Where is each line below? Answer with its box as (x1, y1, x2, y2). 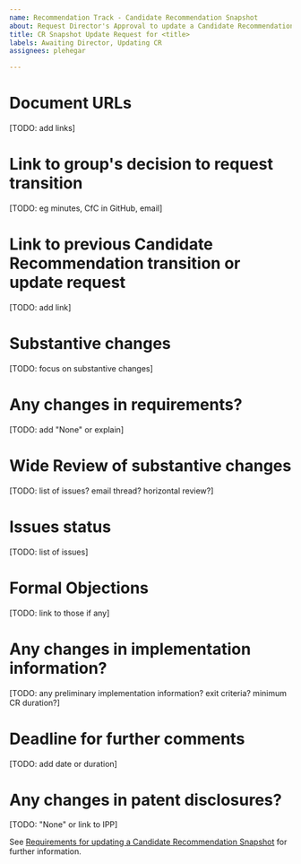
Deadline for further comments (9, 729, 245, 749)
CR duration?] (9, 697, 61, 708)
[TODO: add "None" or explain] (9, 423, 124, 435)
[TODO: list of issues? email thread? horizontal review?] (9, 485, 214, 496)
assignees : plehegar (9, 47, 87, 56)
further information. (9, 846, 82, 857)
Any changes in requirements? (9, 395, 243, 415)
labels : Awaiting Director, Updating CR (9, 38, 163, 48)
